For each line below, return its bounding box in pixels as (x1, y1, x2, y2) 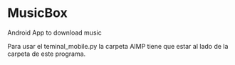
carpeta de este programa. (7, 49, 86, 58)
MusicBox (7, 5, 68, 21)
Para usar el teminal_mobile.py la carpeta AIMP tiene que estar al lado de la (7, 42, 229, 50)
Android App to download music (7, 28, 102, 37)
